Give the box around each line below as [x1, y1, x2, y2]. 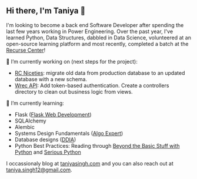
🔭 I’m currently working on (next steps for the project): [6, 58, 138, 65]
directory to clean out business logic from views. [14, 88, 133, 95]
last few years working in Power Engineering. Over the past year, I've [6, 28, 173, 35]
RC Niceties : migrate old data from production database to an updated [14, 69, 185, 77]
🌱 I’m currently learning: [6, 100, 65, 107]
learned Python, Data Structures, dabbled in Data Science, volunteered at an [6, 34, 191, 41]
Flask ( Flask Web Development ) [14, 111, 92, 118]
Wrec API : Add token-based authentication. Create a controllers [14, 82, 169, 89]
